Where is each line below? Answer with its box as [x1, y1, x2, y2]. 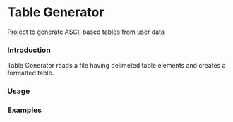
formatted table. [7, 68, 54, 78]
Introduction [7, 45, 51, 55]
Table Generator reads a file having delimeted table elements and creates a [7, 61, 226, 70]
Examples [7, 105, 42, 115]
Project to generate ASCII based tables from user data [7, 28, 165, 36]
